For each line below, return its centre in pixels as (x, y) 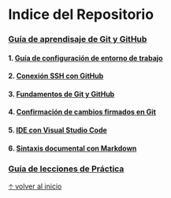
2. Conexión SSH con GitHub (56, 76)
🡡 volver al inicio (35, 186)
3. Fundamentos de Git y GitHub (61, 94)
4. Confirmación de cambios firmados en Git (82, 112)
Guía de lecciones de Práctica (66, 169)
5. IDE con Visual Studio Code (58, 130)
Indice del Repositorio (81, 15)
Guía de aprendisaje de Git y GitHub (78, 39)
